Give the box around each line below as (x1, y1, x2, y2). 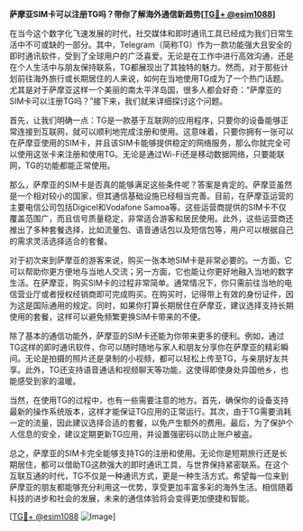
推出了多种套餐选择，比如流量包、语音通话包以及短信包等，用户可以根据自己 (9, 225, 294, 235)
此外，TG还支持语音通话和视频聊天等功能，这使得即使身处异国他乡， (24, 365, 281, 375)
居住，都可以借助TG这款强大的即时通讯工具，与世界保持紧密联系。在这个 (16, 460, 289, 470)
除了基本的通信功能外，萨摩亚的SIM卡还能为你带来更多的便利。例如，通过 (9, 331, 285, 341)
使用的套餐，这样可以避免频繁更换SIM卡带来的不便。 (9, 312, 206, 321)
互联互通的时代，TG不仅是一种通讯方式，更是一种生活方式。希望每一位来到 (9, 470, 289, 481)
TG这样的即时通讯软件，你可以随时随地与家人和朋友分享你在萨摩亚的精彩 (9, 342, 281, 352)
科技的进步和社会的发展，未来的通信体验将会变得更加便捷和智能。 (9, 493, 254, 504)
